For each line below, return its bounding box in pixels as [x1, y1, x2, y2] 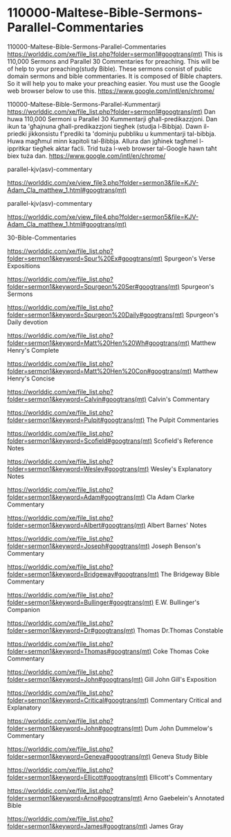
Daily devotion [7, 317, 48, 326]
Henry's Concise [7, 374, 55, 382]
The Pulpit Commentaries [146, 416, 219, 424]
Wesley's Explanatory [150, 464, 212, 473]
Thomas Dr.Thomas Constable [137, 626, 223, 635]
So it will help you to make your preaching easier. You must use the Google [7, 79, 221, 87]
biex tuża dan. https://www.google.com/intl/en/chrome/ [7, 151, 166, 160]
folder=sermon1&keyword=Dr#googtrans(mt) [7, 626, 136, 635]
